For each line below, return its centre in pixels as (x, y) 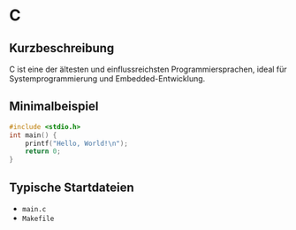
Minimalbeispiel (54, 107)
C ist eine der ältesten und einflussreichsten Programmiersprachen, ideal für (148, 69)
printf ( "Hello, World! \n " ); (76, 143)
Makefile (38, 218)
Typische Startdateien (72, 187)
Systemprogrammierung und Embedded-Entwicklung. (107, 79)
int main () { (33, 135)
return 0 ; (43, 151)
